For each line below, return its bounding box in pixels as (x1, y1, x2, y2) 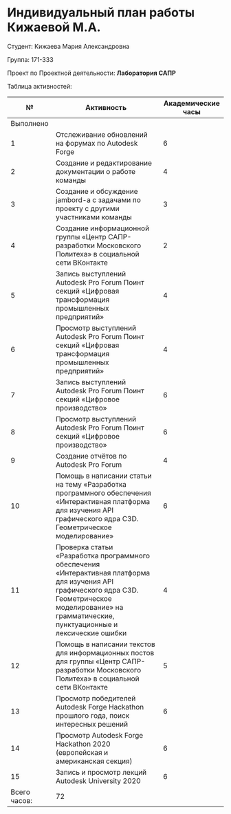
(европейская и (55, 747, 109, 757)
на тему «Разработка (55, 479, 127, 489)
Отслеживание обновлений (55, 129, 148, 139)
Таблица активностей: (7, 82, 72, 90)
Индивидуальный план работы (7, 5, 195, 21)
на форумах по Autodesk (55, 138, 138, 148)
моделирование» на (55, 602, 124, 612)
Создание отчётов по (55, 451, 127, 461)
